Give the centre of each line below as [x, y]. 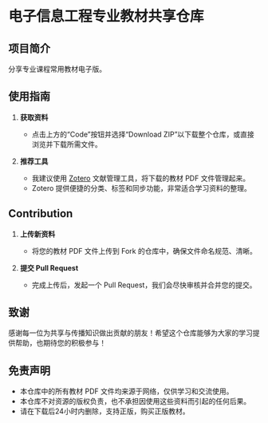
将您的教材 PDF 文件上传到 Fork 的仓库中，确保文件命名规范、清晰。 [144, 251]
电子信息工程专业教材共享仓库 [106, 16]
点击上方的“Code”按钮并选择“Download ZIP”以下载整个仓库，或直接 [143, 134]
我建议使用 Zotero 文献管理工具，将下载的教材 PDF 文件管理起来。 [140, 178]
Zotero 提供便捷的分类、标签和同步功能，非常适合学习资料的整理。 [141, 188]
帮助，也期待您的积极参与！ [60, 343]
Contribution [41, 213]
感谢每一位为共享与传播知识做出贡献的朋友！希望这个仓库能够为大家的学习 [130, 333]
